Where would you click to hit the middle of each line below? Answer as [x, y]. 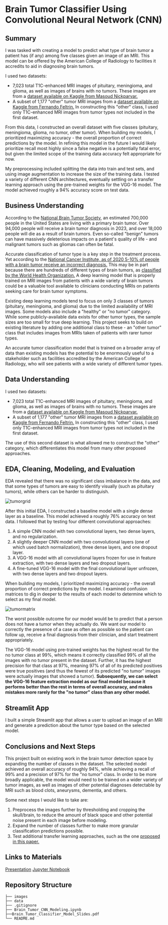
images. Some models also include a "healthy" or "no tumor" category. [78, 311]
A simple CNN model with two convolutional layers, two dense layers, [84, 531]
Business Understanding [44, 206]
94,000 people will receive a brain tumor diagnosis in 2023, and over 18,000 [84, 228]
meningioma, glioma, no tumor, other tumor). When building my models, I [80, 132]
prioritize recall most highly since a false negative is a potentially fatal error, [83, 148]
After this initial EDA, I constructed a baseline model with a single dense [79, 511]
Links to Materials [33, 857]
